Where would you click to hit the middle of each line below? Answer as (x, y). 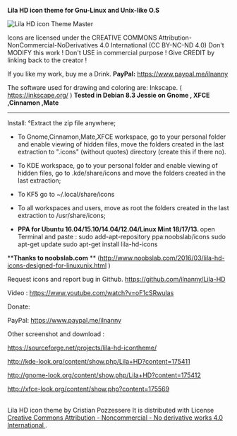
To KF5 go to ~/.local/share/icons (66, 194)
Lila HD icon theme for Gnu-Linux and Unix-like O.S (84, 10)
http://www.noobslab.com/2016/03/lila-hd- (162, 258)
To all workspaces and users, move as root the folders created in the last (123, 208)
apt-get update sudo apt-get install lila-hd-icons (87, 244)
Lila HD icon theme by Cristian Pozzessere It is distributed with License (111, 410)
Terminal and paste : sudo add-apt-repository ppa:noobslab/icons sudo (121, 237)
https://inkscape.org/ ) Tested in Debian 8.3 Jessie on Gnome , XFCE (109, 95)
